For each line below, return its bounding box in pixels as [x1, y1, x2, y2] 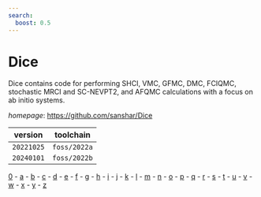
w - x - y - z [8, 180, 47, 190]
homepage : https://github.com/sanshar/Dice [8, 111, 153, 121]
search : [8, 11, 34, 20]
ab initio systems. [8, 95, 65, 105]
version [13, 129, 43, 140]
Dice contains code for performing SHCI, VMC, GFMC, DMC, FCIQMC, [8, 79, 237, 88]
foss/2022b [52, 154, 93, 162]
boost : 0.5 [15, 19, 51, 27]
